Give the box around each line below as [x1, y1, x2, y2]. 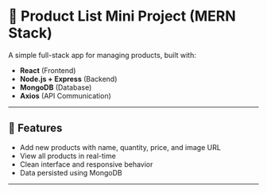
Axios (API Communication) [19, 91, 111, 100]
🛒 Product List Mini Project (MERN [8, 7, 236, 25]
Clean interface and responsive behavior [19, 159, 153, 169]
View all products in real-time [19, 151, 117, 160]
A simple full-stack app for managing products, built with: [8, 50, 196, 60]
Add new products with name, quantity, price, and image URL [19, 142, 221, 152]
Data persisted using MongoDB [19, 168, 122, 177]
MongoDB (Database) [19, 83, 92, 92]
